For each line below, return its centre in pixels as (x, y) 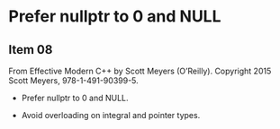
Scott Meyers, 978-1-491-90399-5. (73, 81)
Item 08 (31, 50)
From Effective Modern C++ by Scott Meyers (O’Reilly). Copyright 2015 (140, 71)
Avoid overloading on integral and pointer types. (111, 115)
